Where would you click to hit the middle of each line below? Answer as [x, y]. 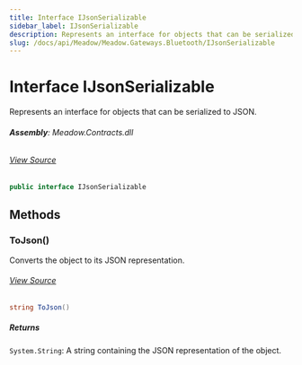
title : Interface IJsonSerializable [78, 17]
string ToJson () [40, 307]
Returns [25, 327]
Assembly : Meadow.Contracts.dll [71, 132]
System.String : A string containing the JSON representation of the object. [145, 350]
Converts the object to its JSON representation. [97, 260]
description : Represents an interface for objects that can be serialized [152, 34]
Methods [35, 215]
